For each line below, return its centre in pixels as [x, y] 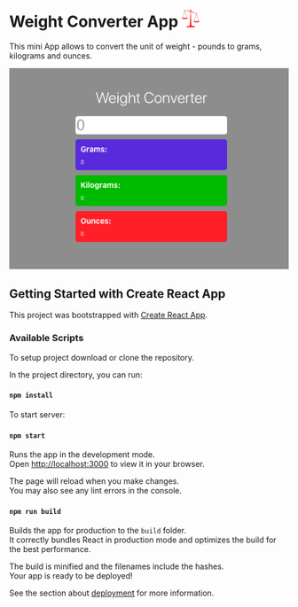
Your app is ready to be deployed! [71, 576]
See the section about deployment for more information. [112, 593]
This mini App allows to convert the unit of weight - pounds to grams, [136, 46]
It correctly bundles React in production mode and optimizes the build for [143, 540]
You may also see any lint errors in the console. [95, 491]
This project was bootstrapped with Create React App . [109, 315]
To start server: [37, 414]
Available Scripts [47, 339]
